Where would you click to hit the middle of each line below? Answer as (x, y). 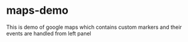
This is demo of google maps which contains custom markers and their (94, 27)
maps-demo (38, 10)
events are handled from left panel (49, 33)
